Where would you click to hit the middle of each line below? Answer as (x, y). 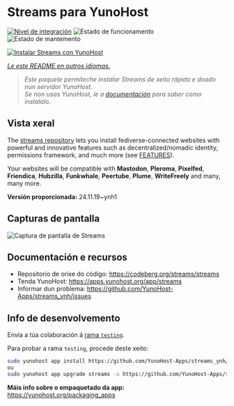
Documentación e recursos (67, 257)
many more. (24, 183)
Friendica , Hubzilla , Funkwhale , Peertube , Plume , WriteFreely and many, (114, 175)
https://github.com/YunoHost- (130, 289)
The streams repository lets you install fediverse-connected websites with (114, 140)
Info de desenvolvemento (64, 318)
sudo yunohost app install (46, 361)
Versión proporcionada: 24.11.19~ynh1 (62, 196)
